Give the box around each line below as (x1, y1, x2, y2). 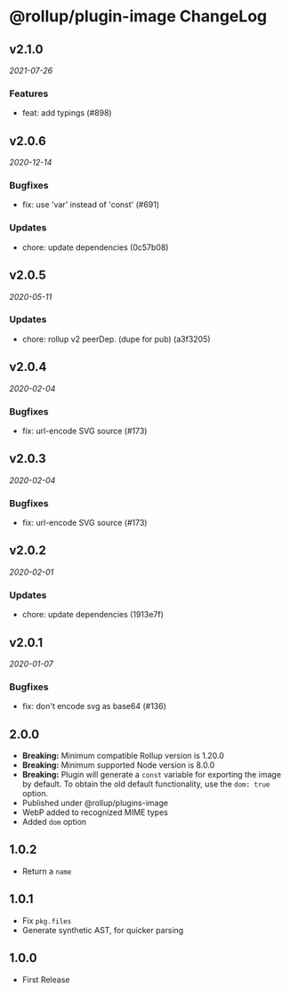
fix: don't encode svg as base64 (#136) (21, 701, 167, 712)
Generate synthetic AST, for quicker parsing (21, 924, 184, 935)
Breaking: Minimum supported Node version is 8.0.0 (21, 760, 215, 770)
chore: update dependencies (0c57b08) (21, 242, 169, 253)
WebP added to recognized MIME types (21, 807, 169, 818)
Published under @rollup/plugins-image (21, 798, 169, 809)
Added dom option (21, 817, 87, 827)
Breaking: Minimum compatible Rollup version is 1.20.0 (21, 750, 224, 762)
